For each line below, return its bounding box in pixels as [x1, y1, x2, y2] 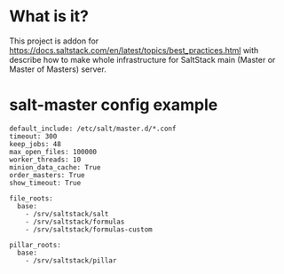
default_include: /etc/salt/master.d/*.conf [9, 124, 177, 133]
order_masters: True [9, 170, 86, 179]
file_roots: [9, 193, 53, 203]
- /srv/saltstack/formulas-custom [25, 224, 153, 234]
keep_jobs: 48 [9, 139, 62, 148]
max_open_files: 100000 [9, 147, 98, 156]
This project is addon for [9, 35, 99, 46]
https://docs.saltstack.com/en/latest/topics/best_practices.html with [9, 44, 259, 55]
